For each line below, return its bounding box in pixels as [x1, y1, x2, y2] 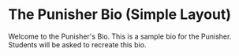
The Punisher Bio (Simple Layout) [8, 6, 231, 24]
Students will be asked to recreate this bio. [8, 39, 147, 49]
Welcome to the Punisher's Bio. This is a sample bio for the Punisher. [8, 32, 232, 41]
